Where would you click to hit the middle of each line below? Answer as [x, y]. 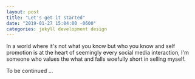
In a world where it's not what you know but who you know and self [91, 46]
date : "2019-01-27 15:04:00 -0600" [51, 23]
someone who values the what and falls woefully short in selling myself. [96, 59]
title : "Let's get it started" [46, 18]
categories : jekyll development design [57, 29]
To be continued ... [30, 71]
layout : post [23, 12]
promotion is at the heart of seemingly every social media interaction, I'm [98, 53]
